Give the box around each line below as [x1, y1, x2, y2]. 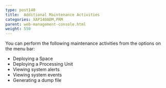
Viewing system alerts [12, 67, 60, 73]
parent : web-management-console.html [5, 21, 86, 27]
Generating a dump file [12, 77, 62, 83]
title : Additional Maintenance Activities [5, 12, 100, 17]
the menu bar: [5, 46, 35, 52]
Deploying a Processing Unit [12, 61, 73, 67]
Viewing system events [12, 72, 62, 78]
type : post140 [5, 7, 36, 13]
